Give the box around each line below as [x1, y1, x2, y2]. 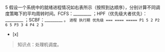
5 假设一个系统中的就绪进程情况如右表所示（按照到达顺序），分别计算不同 [5, 4, 156, 10]
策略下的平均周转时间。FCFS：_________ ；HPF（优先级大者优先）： [9, 10, 147, 16]
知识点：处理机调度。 [17, 41, 61, 47]
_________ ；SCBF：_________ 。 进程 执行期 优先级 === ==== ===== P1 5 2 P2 [5, 17, 160, 22]
